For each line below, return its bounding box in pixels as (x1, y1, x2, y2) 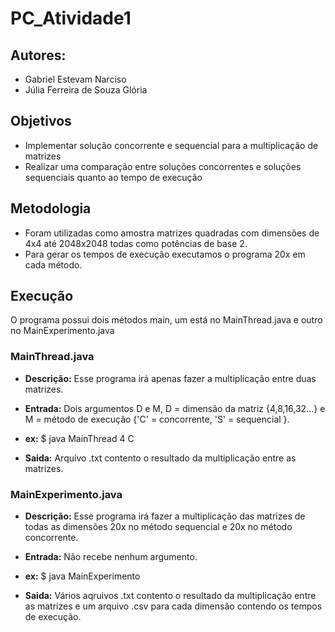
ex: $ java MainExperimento (24, 570, 141, 582)
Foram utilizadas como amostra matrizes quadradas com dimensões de (24, 227, 320, 239)
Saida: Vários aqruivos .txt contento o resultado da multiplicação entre (24, 590, 317, 602)
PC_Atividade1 (10, 7, 132, 30)
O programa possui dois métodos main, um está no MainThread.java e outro (10, 314, 323, 326)
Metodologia (10, 200, 92, 217)
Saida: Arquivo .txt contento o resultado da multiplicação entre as (24, 452, 297, 464)
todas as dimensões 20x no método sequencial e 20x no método (24, 521, 293, 533)
